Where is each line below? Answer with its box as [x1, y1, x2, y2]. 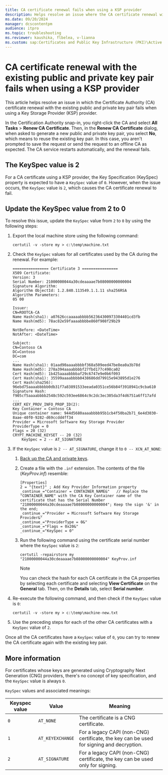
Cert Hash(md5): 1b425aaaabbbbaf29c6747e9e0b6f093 [12, 371, 120, 376]
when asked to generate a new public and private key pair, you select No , [5, 130, 156, 136]
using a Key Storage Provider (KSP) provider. [5, 110, 97, 116]
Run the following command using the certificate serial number [19, 537, 150, 543]
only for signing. [79, 762, 117, 769]
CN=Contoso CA [12, 345, 42, 350]
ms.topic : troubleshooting [5, 31, 61, 36]
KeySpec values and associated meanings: [5, 688, 91, 694]
